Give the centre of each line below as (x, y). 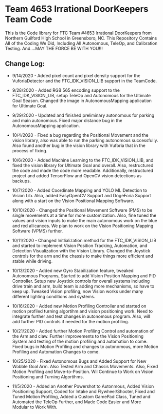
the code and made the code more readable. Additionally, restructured (82, 170)
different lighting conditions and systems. (54, 296)
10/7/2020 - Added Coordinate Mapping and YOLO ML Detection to (80, 190)
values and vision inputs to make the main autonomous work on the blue (84, 220)
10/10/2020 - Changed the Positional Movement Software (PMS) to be (82, 210)
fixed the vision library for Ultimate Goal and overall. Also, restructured (83, 165)
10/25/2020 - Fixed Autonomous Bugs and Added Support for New (79, 361)
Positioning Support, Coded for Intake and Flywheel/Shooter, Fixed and (83, 391)
